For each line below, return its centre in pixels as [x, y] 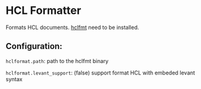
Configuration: [34, 46]
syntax [14, 79]
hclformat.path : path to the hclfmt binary [57, 61]
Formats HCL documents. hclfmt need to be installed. [73, 27]
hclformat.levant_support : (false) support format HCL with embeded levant [101, 73]
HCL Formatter [43, 11]
